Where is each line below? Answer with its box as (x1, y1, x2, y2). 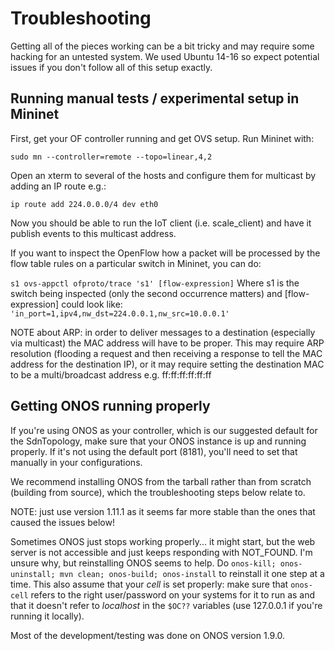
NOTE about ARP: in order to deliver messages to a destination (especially (10, 326, 316, 338)
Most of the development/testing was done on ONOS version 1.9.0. (10, 629, 286, 641)
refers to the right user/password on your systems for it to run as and (30, 588, 316, 601)
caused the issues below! (10, 516, 115, 528)
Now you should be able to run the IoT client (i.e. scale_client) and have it (10, 217, 312, 229)
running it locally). (10, 610, 85, 622)
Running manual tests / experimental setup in (10, 90, 300, 107)
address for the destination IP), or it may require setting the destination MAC (10, 358, 325, 370)
